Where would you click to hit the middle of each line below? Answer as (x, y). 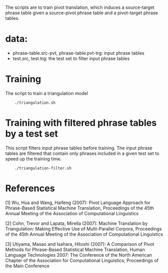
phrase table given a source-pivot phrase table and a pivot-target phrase (82, 13)
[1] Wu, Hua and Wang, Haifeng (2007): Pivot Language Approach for (78, 202)
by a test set (32, 134)
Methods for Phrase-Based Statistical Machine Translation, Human (75, 249)
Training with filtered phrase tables (81, 123)
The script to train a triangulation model (47, 93)
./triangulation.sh (35, 103)
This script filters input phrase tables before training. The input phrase (79, 148)
